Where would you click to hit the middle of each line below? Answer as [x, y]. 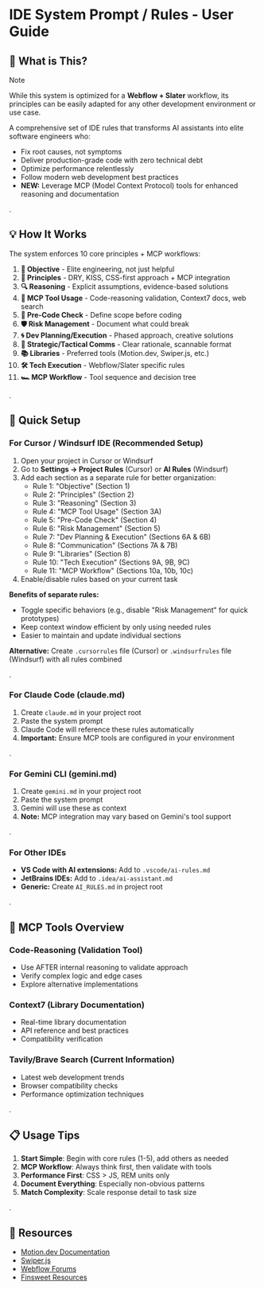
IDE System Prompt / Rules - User [121, 15]
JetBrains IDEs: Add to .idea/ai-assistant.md [97, 878]
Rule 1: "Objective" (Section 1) [81, 486]
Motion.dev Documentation [65, 1252]
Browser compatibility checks [69, 1085]
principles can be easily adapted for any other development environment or [133, 104]
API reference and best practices [75, 1031]
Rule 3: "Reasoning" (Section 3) [84, 502]
